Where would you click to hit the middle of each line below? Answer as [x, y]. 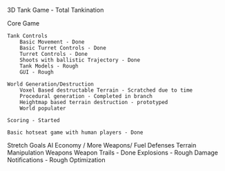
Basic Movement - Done [52, 42]
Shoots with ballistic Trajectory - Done [80, 60]
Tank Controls [28, 36]
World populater [43, 108]
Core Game [23, 23]
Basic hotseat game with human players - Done [75, 132]
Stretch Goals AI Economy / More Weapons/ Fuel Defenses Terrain [102, 145]
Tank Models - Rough [49, 66]
